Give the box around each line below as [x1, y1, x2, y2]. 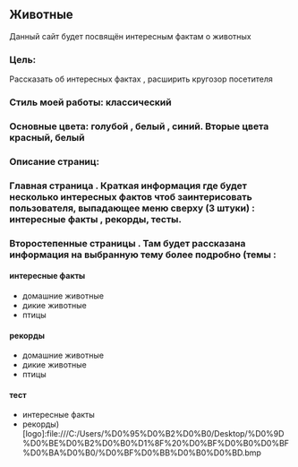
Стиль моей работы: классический [9, 96, 172, 108]
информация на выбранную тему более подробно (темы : [9, 248, 277, 261]
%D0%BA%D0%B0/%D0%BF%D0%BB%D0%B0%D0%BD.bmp [21, 447, 262, 458]
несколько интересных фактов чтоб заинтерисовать [9, 190, 252, 203]
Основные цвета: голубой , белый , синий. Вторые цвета [9, 120, 269, 133]
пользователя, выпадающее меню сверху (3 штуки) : [9, 202, 255, 214]
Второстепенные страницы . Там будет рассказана [9, 237, 246, 249]
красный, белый [9, 131, 85, 143]
